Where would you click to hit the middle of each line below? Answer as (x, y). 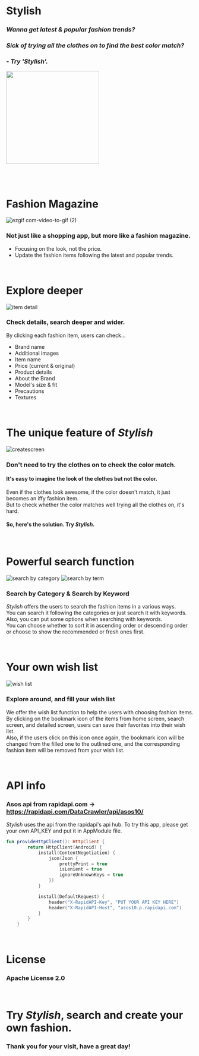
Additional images (37, 353)
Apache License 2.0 (36, 978)
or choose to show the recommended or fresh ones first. (75, 632)
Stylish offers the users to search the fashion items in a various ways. (91, 607)
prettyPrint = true (83, 864)
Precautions (29, 391)
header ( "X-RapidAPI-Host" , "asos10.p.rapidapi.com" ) (115, 907)
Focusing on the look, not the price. (58, 248)
